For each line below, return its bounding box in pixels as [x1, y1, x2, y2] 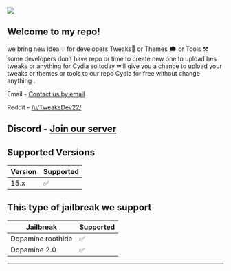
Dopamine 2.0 [10, 245, 57, 254]
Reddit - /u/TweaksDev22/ [7, 103, 82, 111]
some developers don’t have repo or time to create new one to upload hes [7, 54, 217, 63]
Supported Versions [7, 147, 95, 158]
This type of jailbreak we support [7, 202, 152, 213]
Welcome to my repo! [7, 26, 101, 38]
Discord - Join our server [7, 123, 117, 135]
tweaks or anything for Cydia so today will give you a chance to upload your [7, 62, 222, 70]
